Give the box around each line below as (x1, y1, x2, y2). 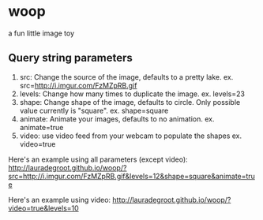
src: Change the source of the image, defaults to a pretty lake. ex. (19, 72, 234, 81)
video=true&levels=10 (8, 203, 79, 213)
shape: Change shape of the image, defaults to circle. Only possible (19, 97, 241, 106)
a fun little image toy (8, 28, 75, 38)
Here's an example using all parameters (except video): (8, 155, 188, 164)
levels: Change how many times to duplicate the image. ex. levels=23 (19, 89, 245, 99)
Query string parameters (8, 51, 133, 65)
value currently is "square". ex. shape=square (19, 106, 169, 115)
